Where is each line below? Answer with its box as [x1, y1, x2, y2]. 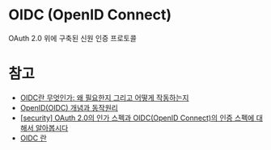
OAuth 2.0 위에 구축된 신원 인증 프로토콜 [8, 33, 138, 43]
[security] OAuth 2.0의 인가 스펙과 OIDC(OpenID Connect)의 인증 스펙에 [19, 113, 255, 123]
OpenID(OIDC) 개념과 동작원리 [19, 102, 119, 112]
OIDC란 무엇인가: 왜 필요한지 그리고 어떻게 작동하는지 [19, 93, 189, 102]
